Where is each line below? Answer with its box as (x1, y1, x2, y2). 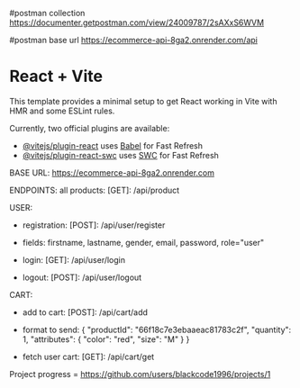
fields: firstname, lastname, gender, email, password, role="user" (22, 237, 265, 248)
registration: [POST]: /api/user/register (22, 220, 166, 230)
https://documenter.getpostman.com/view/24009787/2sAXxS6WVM (9, 17, 264, 28)
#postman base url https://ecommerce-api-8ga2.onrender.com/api (9, 35, 259, 45)
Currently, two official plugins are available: (9, 122, 170, 133)
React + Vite (9, 67, 104, 86)
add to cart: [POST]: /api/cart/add (22, 306, 149, 318)
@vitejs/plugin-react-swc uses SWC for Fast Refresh (22, 149, 219, 160)
